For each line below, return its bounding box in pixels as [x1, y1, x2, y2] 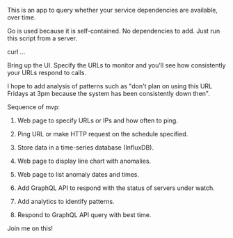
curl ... [7, 48, 26, 56]
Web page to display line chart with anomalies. [17, 157, 152, 165]
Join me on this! [7, 224, 54, 232]
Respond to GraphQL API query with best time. [17, 211, 152, 219]
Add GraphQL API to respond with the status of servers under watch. [17, 184, 216, 192]
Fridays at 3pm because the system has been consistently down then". [7, 90, 210, 97]
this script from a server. [7, 34, 78, 42]
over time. [7, 13, 36, 22]
